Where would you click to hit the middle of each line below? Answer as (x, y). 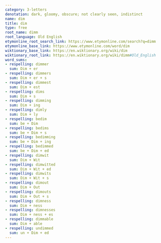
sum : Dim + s (23, 96)
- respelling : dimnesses (30, 210)
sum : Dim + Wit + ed (30, 169)
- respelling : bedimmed (29, 146)
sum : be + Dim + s (28, 133)
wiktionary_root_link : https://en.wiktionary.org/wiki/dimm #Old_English (80, 55)
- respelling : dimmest (28, 82)
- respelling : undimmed (29, 228)
